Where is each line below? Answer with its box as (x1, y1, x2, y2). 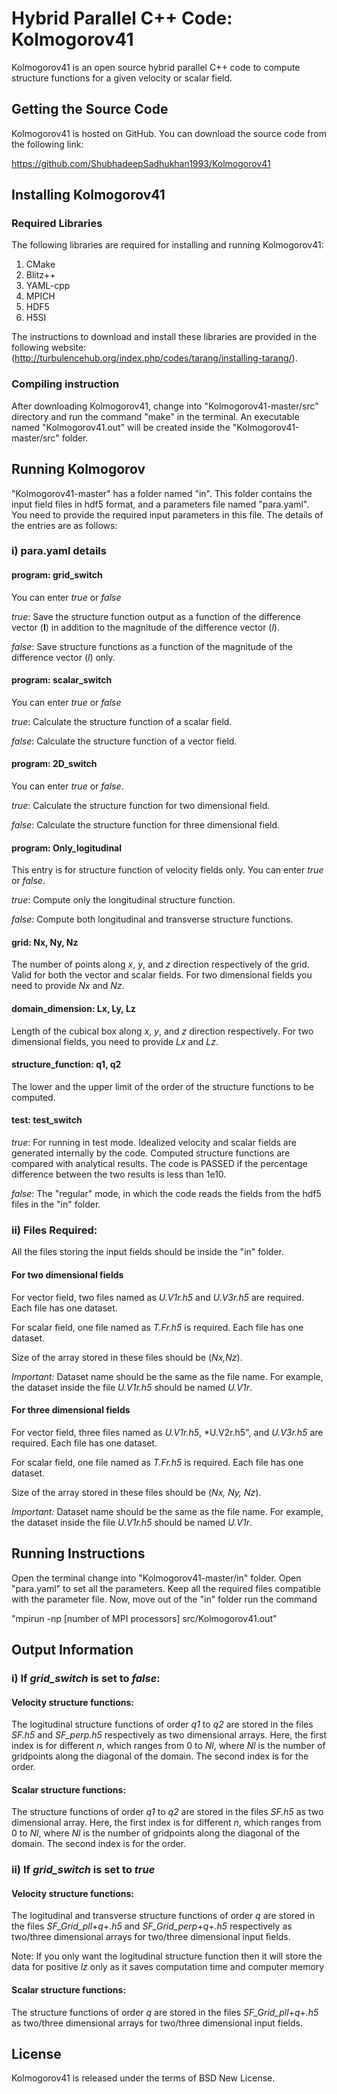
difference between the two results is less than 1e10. (11, 1168, 227, 1181)
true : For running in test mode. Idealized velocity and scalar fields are (11, 1137, 297, 1149)
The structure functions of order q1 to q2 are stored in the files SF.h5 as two (11, 1806, 324, 1818)
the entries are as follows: (11, 519, 118, 531)
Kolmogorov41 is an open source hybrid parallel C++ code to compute (11, 61, 301, 73)
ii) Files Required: (11, 1223, 98, 1237)
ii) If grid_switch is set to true (11, 1863, 156, 1877)
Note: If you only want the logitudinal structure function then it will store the (11, 1950, 323, 1962)
